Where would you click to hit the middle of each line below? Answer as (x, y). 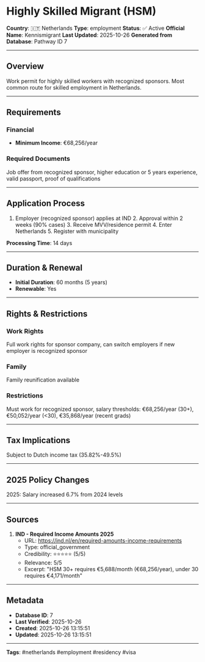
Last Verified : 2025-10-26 (48, 621)
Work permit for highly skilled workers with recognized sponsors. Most (95, 81)
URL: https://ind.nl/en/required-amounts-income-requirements (103, 541)
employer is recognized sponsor (47, 351)
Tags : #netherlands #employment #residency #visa (71, 652)
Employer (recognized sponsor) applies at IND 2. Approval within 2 (99, 218)
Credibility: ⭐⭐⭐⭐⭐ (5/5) (55, 554)
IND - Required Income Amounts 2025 (64, 534)
